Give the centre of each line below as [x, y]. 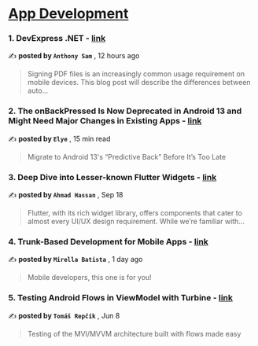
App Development [68, 14]
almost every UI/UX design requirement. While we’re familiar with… [136, 222]
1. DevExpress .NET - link [57, 39]
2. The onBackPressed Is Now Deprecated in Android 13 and [125, 111]
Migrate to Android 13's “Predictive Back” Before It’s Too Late [127, 156]
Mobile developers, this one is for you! [89, 278]
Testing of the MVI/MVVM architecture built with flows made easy [134, 333]
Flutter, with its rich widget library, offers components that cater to [135, 213]
